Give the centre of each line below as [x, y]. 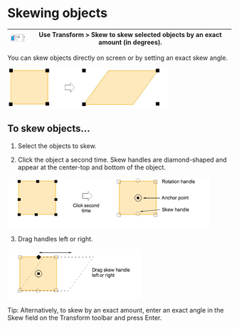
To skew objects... [49, 129]
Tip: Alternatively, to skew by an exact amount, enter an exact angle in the [116, 310]
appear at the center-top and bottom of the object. [91, 167]
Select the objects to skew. [57, 146]
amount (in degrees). [130, 42]
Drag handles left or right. [55, 239]
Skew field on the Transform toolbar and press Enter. [85, 318]
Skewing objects [58, 13]
